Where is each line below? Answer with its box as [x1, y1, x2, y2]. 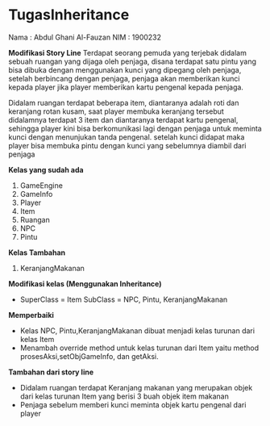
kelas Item [19, 334, 55, 344]
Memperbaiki [8, 310, 55, 319]
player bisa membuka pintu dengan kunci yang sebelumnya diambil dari [8, 140, 247, 150]
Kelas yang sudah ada [8, 165, 84, 174]
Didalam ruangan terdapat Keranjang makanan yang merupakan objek [19, 382, 253, 392]
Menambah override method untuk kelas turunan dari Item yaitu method [19, 343, 260, 353]
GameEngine [19, 180, 63, 190]
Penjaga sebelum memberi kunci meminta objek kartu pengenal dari [19, 399, 247, 409]
